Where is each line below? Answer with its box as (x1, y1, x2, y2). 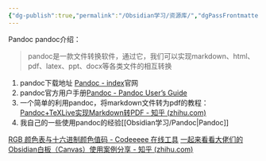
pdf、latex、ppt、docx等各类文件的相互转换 (27, 61, 172, 71)
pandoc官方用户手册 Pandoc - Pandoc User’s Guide (19, 88, 188, 98)
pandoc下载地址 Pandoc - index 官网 (19, 78, 139, 87)
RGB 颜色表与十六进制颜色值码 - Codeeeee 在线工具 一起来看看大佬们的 (8, 134, 244, 144)
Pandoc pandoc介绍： (8, 34, 81, 44)
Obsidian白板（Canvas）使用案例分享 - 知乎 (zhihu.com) (8, 144, 194, 154)
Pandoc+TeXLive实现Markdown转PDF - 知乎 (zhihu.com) (19, 108, 206, 117)
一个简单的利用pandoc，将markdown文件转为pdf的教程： (19, 98, 209, 107)
